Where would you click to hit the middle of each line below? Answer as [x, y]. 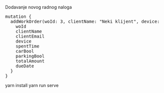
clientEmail [30, 36]
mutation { [18, 17]
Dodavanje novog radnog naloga [39, 7]
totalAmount [30, 61]
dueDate [25, 66]
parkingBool [30, 56]
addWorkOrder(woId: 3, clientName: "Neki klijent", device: [85, 22]
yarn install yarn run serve [32, 85]
